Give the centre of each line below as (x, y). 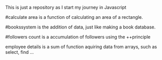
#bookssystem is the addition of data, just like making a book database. (80, 27)
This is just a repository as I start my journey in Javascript (66, 7)
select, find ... (20, 52)
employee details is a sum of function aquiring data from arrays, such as (81, 47)
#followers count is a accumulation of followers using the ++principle (78, 37)
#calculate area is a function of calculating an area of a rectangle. (74, 17)
